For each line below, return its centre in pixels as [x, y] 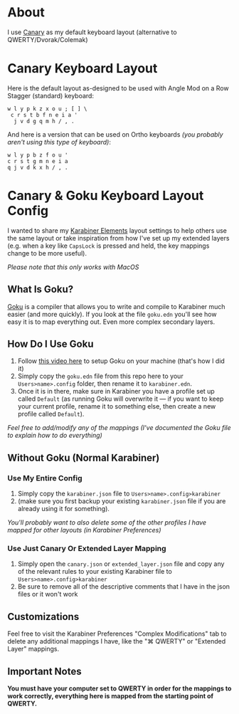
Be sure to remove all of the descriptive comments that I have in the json [123, 587]
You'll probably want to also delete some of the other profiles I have [107, 523]
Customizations [43, 616]
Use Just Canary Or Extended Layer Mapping [87, 549]
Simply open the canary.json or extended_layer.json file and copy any [121, 564]
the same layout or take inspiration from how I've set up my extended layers [118, 238]
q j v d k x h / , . [38, 167]
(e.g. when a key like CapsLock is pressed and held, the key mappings [108, 246]
